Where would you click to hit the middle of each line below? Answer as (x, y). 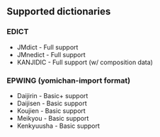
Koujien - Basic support (51, 111)
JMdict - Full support (47, 47)
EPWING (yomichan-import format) (69, 81)
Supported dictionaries (59, 12)
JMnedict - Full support (51, 54)
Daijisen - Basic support (52, 103)
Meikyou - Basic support (53, 118)
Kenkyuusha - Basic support (58, 126)
